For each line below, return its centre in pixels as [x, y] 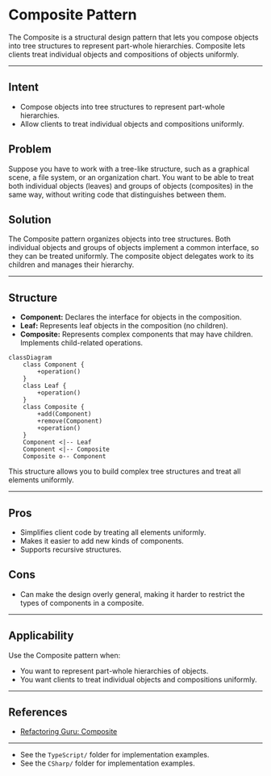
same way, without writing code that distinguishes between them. [117, 194]
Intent [23, 88]
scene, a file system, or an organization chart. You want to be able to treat [131, 177]
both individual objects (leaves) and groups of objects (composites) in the [131, 186]
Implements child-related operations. [81, 343]
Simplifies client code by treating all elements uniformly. [113, 532]
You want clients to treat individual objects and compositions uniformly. [138, 679]
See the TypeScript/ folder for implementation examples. [115, 755]
